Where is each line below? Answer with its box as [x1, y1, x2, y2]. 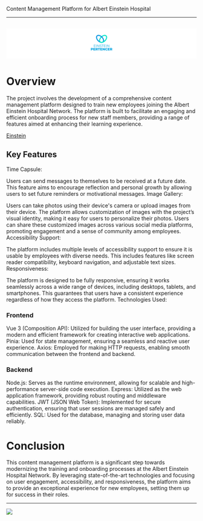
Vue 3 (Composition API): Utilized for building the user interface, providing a [6, 325, 196, 332]
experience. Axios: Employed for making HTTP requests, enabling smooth [6, 344, 190, 351]
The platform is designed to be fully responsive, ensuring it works [6, 276, 170, 283]
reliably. [6, 418, 26, 425]
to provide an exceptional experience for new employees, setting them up [6, 485, 190, 492]
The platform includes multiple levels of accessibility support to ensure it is [6, 245, 193, 253]
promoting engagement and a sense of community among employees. [6, 227, 181, 235]
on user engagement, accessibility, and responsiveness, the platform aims [6, 478, 192, 485]
